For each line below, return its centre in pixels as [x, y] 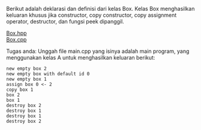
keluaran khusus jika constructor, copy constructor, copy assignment [91, 15]
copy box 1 [20, 90]
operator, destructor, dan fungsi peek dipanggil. [65, 21]
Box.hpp [16, 33]
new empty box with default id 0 [48, 74]
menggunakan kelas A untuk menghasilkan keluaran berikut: [81, 57]
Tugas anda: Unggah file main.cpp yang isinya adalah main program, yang [98, 51]
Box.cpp [16, 39]
